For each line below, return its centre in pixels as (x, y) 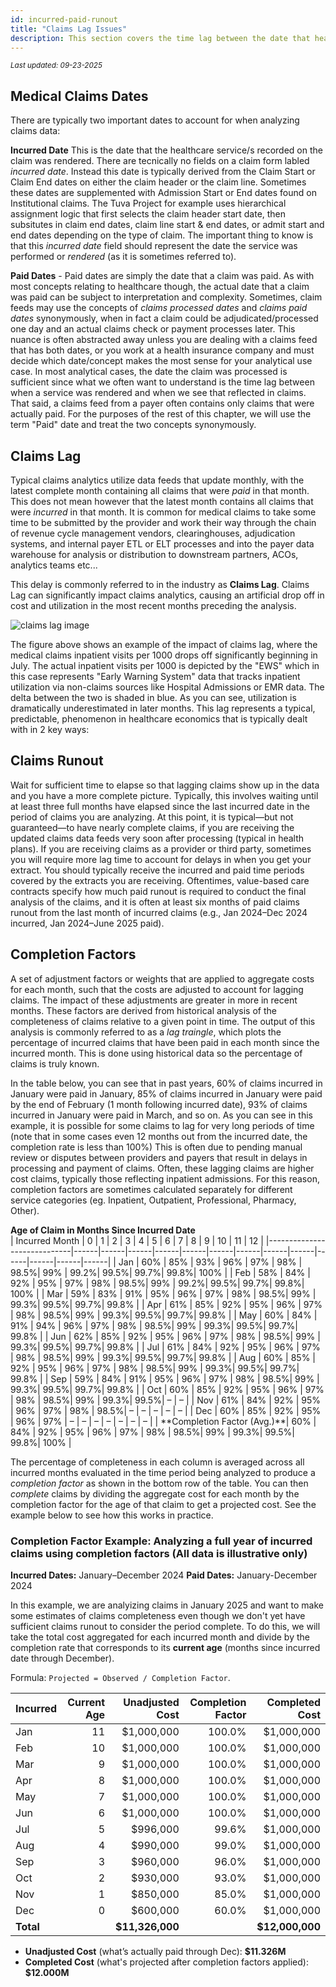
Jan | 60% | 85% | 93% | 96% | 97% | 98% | (210, 1262)
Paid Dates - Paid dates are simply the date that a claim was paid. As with (162, 276)
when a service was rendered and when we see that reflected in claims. (158, 393)
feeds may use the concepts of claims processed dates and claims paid (159, 308)
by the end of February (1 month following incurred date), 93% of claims (159, 1104)
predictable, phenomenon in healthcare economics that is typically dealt (159, 719)
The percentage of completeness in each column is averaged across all (157, 1462)
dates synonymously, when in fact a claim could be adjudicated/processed (164, 318)
